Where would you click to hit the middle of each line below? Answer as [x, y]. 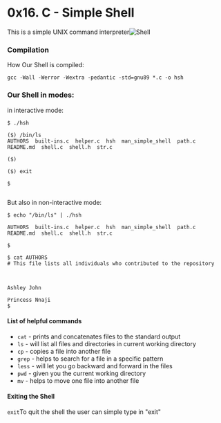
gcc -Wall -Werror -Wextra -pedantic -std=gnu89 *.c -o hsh [96, 78]
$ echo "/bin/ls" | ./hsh [44, 215]
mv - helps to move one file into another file [78, 380]
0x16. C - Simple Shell [71, 13]
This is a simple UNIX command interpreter [68, 32]
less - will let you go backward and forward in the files [95, 366]
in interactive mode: [36, 110]
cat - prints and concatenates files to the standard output [99, 336]
